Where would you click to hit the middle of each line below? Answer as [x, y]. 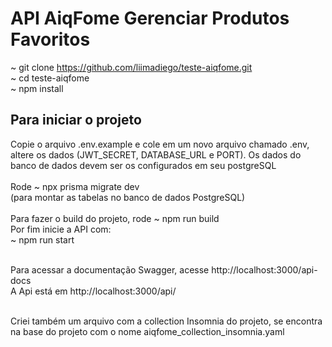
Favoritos [50, 39]
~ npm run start [42, 239]
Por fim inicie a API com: [61, 229]
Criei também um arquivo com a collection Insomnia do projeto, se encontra [166, 321]
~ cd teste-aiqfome [50, 78]
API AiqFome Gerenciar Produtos [150, 18]
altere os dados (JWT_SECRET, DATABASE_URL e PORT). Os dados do [156, 154]
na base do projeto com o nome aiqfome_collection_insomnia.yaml [147, 331]
